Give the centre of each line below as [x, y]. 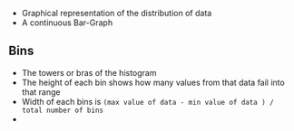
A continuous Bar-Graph [67, 23]
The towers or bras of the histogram [89, 72]
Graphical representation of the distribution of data [117, 13]
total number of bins [62, 110]
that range [41, 92]
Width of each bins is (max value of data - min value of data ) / [147, 101]
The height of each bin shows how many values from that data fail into [153, 82]
